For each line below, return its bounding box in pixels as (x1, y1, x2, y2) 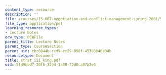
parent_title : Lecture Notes (5, 39, 65, 44)
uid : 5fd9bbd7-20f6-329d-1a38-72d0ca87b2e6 (5, 62, 96, 67)
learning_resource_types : (5, 26, 58, 31)
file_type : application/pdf (5, 21, 63, 26)
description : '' (5, 12, 39, 17)
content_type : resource (5, 7, 54, 12)
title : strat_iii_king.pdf (5, 58, 61, 63)
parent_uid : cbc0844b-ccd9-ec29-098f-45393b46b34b (5, 48, 112, 53)
